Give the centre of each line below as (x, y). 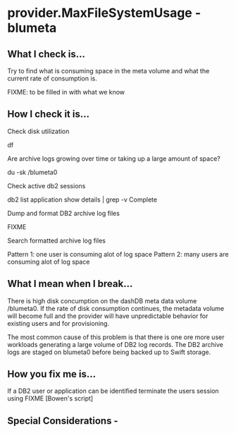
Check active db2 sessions (46, 185)
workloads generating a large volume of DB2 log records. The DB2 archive (115, 344)
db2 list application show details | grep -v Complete (82, 200)
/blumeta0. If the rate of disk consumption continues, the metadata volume (116, 308)
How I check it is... (49, 114)
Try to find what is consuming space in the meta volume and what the (108, 71)
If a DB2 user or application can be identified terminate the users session (113, 391)
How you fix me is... (52, 374)
